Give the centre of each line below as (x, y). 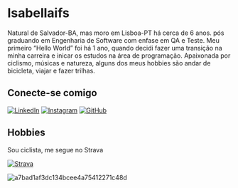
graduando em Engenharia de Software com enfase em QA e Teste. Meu (114, 40)
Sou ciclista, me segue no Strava (55, 150)
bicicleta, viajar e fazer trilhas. (52, 70)
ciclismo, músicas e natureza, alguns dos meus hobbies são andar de (109, 63)
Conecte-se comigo (52, 93)
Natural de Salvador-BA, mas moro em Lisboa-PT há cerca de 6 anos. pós (116, 33)
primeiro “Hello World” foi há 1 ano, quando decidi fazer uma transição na (115, 48)
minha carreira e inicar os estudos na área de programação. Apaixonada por (119, 56)
